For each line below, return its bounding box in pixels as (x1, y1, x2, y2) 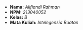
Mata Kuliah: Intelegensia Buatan (9, 19, 79, 25)
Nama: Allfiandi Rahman (9, 4, 60, 10)
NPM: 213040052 (9, 9, 46, 15)
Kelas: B (9, 15, 28, 20)
